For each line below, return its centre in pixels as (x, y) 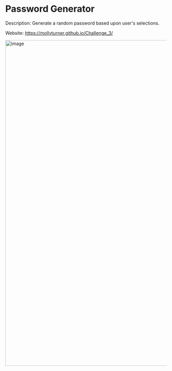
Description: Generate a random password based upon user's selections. (82, 23)
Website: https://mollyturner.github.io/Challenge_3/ (59, 33)
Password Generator (50, 9)
